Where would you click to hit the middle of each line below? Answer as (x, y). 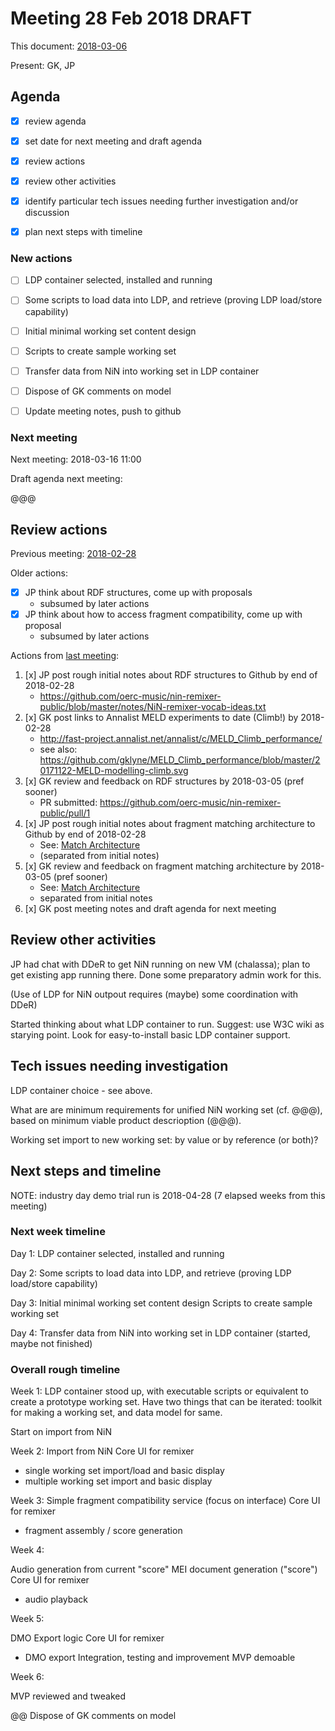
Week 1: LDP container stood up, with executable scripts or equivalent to (159, 1391)
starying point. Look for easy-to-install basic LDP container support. (150, 1034)
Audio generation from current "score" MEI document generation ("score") (164, 1569)
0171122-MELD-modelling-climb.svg (114, 771)
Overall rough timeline (65, 1369)
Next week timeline (58, 1232)
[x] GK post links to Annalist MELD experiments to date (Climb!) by (161, 718)
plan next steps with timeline (83, 232)
